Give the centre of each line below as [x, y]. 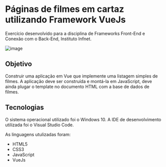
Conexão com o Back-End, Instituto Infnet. [48, 39]
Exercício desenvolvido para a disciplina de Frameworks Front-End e [75, 33]
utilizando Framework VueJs [66, 20]
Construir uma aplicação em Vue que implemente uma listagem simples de [82, 76]
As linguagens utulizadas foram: [38, 134]
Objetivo [19, 64]
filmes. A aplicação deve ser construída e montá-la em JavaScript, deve [79, 81]
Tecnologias [25, 108]
